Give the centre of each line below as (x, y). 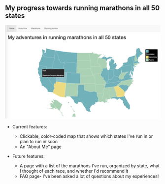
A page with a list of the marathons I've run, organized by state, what (90, 166)
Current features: (30, 126)
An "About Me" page (40, 147)
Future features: (29, 156)
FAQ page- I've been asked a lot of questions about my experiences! (89, 176)
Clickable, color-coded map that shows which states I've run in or (86, 136)
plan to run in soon (39, 141)
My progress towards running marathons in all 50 (82, 8)
